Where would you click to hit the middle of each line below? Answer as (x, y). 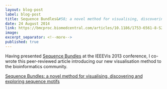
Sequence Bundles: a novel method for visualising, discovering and (74, 76)
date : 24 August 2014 (28, 23)
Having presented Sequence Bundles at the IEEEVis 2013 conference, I (78, 56)
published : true (22, 42)
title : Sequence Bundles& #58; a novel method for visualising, (72, 19)
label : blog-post (23, 14)
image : (12, 33)
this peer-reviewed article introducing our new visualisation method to (90, 61)
